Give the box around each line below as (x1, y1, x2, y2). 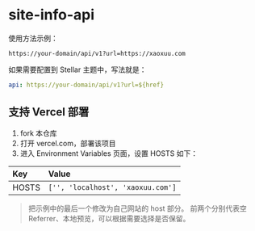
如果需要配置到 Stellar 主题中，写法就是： (8, 65, 147, 74)
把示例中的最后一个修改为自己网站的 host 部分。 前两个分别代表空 (27, 204, 248, 213)
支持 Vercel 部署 (8, 105, 90, 119)
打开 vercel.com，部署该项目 (19, 138, 116, 148)
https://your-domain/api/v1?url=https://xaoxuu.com (8, 49, 186, 57)
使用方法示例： (8, 33, 58, 43)
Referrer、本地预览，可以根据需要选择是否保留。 (27, 213, 190, 223)
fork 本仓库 (19, 128, 58, 138)
